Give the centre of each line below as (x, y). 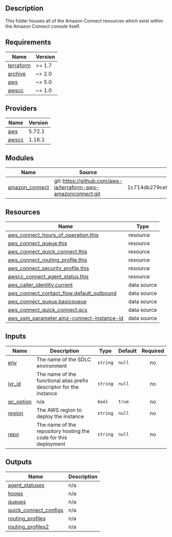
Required (153, 351)
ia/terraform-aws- (77, 187)
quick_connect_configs (36, 510)
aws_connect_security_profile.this (49, 268)
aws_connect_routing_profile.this (48, 260)
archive (17, 74)
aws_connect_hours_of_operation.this (53, 235)
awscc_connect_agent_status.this (48, 277)
